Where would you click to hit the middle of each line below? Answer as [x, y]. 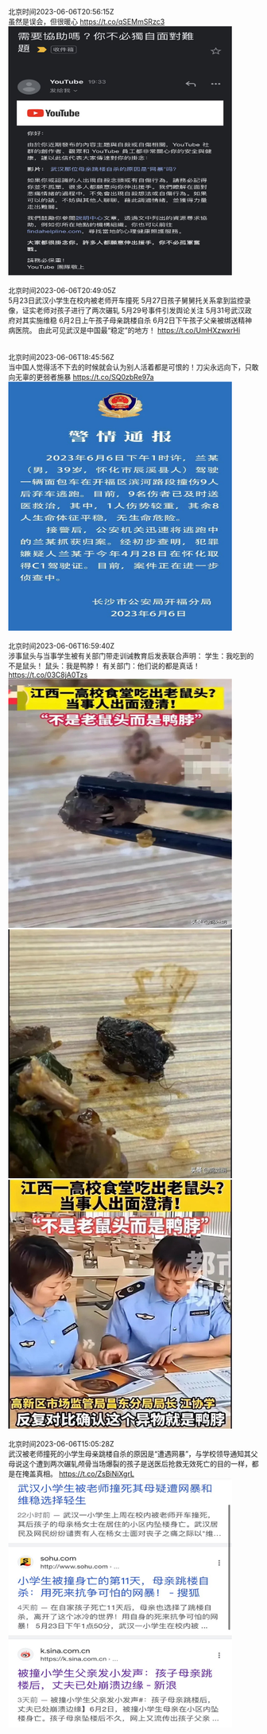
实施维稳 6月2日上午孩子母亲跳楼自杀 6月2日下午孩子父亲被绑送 [133, 320]
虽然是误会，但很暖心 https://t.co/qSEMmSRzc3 [87, 22]
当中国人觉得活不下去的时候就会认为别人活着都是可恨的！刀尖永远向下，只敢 [133, 367]
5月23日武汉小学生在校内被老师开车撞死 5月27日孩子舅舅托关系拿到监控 [126, 300]
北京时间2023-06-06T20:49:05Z [62, 290]
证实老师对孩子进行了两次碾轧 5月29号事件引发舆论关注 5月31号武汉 [133, 310]
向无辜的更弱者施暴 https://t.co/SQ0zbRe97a [81, 377]
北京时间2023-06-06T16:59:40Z [62, 646]
